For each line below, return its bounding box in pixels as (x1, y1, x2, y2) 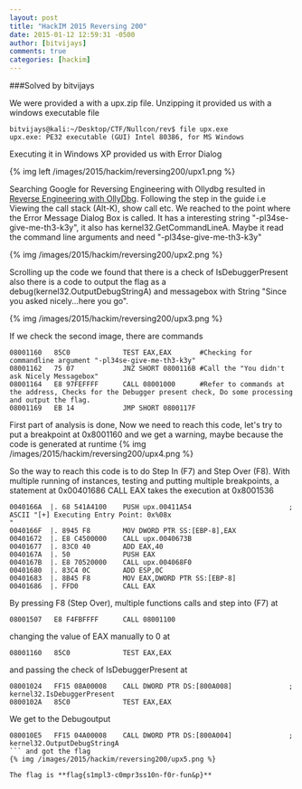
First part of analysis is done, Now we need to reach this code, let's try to (9, 420, 283, 430)
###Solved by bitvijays (9, 81, 95, 90)
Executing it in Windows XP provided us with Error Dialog (9, 148, 222, 159)
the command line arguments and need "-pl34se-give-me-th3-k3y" (9, 232, 262, 242)
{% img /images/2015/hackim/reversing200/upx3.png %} (9, 313, 223, 324)
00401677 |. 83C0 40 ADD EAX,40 (9, 542, 165, 551)
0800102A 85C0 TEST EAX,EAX (9, 698, 172, 707)
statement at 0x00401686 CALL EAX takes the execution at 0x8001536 (9, 485, 274, 496)
